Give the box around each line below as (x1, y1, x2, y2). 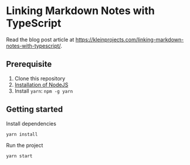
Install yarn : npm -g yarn (14, 87, 73, 95)
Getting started (6, 105, 63, 115)
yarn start (6, 153, 33, 159)
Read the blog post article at (6, 36, 74, 43)
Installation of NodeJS (14, 81, 69, 88)
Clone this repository (14, 75, 66, 82)
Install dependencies (6, 120, 57, 127)
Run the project (6, 142, 43, 149)
